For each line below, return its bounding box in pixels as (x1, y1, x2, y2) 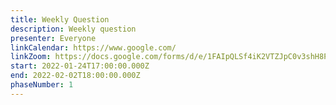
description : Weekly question (10, 24, 137, 34)
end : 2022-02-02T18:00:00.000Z (10, 71, 141, 81)
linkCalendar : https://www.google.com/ (10, 42, 177, 53)
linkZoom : (10, 52, 52, 62)
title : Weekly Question (10, 14, 110, 25)
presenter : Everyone (10, 33, 97, 43)
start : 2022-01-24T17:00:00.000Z (10, 61, 150, 71)
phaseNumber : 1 (10, 80, 74, 90)
